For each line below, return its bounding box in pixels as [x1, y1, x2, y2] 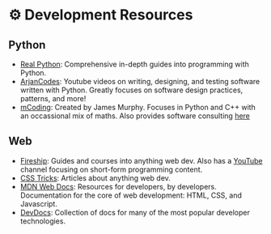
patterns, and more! [19, 94, 87, 103]
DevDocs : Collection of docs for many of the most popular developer [19, 207, 251, 217]
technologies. [19, 216, 66, 226]
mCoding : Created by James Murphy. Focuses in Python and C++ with [19, 103, 256, 112]
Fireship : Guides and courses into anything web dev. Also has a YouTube [19, 155, 263, 165]
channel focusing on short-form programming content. [19, 164, 203, 174]
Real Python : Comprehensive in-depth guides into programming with [19, 59, 249, 69]
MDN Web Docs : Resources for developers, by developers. [19, 181, 217, 191]
